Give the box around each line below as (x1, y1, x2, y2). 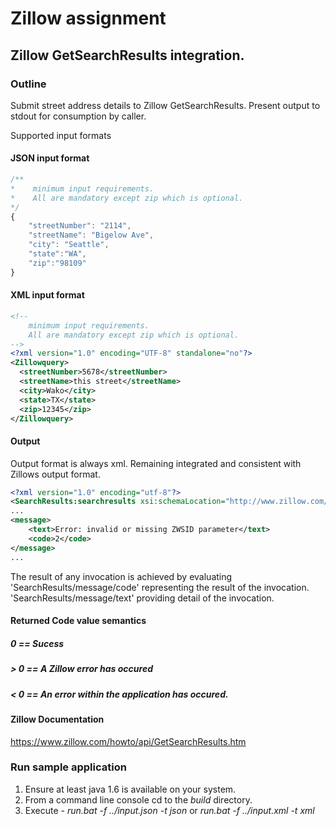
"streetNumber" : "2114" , (28, 221, 132, 231)
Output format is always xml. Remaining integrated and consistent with (10, 457, 302, 469)
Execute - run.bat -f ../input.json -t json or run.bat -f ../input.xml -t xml (24, 804, 315, 816)
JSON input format (10, 152, 90, 164)
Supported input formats (10, 129, 112, 141)
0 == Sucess (10, 637, 65, 649)
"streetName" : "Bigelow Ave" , (28, 230, 155, 241)
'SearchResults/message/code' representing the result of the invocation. (10, 581, 310, 593)
